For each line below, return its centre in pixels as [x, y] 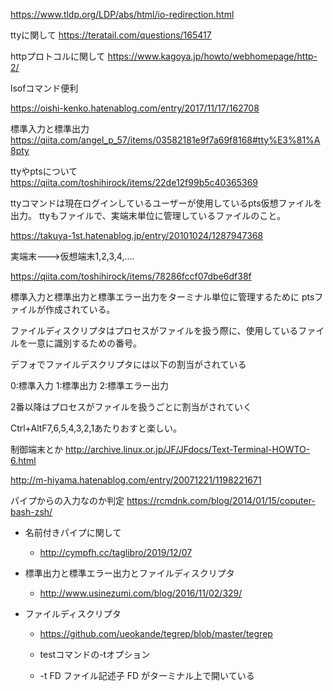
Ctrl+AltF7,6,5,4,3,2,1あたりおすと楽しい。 [96, 428]
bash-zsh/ [31, 512]
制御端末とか [36, 449]
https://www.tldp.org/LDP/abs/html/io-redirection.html [122, 14]
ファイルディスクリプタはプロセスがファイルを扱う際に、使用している [154, 330]
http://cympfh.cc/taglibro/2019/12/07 [116, 552]
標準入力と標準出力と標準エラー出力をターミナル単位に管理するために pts [162, 297]
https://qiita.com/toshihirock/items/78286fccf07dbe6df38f [131, 276]
